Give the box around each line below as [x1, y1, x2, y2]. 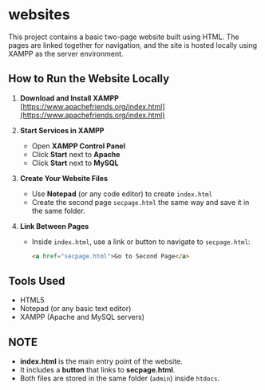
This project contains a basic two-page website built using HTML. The [8, 32, 239, 41]
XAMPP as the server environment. [8, 49, 124, 58]
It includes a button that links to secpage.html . [19, 365, 176, 375]
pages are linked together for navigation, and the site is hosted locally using [8, 40, 258, 49]
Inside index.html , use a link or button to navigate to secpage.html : [31, 237, 251, 246]
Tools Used [8, 274, 65, 288]
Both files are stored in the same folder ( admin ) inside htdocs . [19, 373, 220, 384]
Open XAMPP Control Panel [31, 141, 126, 151]
